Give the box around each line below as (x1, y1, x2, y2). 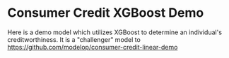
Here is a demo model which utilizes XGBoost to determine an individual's (7, 28, 223, 36)
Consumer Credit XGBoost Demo (7, 5, 204, 21)
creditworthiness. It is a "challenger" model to (7, 35, 141, 43)
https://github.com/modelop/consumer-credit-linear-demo (7, 43, 178, 51)
